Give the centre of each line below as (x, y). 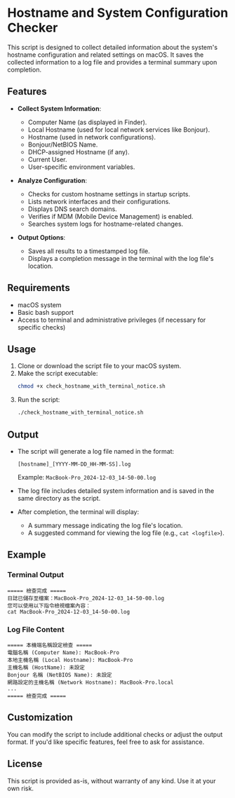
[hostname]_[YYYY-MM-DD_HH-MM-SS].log (74, 464)
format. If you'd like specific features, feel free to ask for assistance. (106, 742)
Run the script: (39, 400)
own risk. (20, 788)
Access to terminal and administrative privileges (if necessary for (112, 320)
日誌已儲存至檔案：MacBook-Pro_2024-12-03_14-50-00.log (86, 598)
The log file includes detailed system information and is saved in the (116, 491)
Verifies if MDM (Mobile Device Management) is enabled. (110, 216)
